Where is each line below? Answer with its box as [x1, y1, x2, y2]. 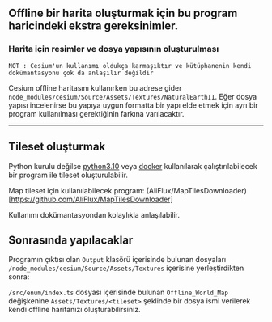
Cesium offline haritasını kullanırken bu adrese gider [8, 83, 182, 92]
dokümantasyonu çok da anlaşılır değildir [8, 69, 154, 77]
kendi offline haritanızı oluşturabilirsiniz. [8, 305, 141, 315]
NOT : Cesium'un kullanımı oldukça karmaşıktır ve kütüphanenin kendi [8, 61, 252, 70]
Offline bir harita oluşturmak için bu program [8, 6, 238, 20]
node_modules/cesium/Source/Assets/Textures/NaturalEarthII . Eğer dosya [8, 91, 257, 101]
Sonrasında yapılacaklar [8, 233, 134, 247]
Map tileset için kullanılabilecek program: [8, 185, 145, 195]
